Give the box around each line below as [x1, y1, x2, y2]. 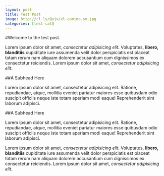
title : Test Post [5, 12, 41, 17]
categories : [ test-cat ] [5, 21, 55, 26]
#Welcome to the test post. [5, 35, 60, 41]
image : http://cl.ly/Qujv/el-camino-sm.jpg [5, 16, 97, 21]
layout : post [5, 7, 32, 12]
